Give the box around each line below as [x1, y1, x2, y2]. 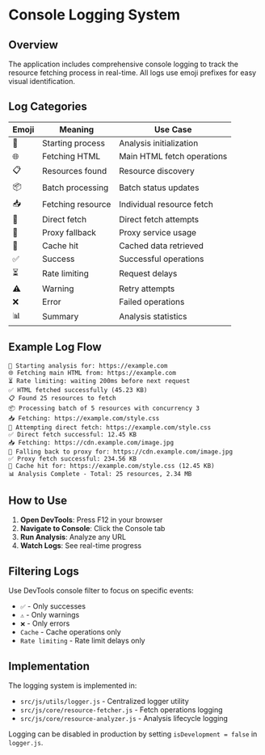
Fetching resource [41, 199, 111, 210]
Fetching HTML [41, 150, 101, 162]
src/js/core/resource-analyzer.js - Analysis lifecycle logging [19, 714, 229, 723]
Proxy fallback [41, 226, 97, 238]
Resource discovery [118, 166, 196, 177]
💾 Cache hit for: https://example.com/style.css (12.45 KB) [8, 462, 216, 470]
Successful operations [118, 253, 204, 264]
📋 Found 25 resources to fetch [8, 394, 116, 402]
